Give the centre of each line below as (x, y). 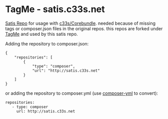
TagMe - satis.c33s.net (55, 9)
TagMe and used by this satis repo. (41, 34)
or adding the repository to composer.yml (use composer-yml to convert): (82, 93)
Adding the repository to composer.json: (47, 43)
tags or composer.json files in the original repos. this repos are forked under (84, 28)
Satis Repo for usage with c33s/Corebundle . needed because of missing (80, 23)
